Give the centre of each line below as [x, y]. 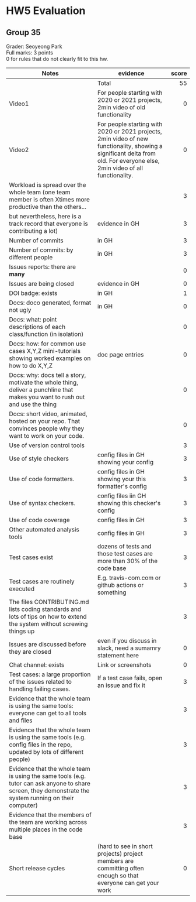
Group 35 [23, 32]
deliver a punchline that [41, 390]
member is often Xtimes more [50, 199]
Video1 [19, 104]
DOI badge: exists [33, 293]
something [112, 592]
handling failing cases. [40, 689]
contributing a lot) [34, 231]
